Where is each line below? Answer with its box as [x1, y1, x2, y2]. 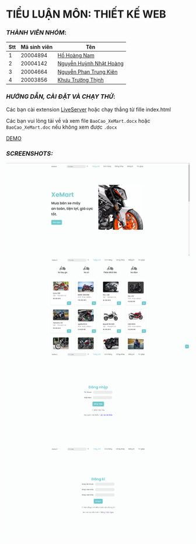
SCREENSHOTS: [6, 149, 54, 157]
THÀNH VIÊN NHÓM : [6, 29, 67, 37]
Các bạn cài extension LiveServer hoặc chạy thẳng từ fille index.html [6, 106, 171, 113]
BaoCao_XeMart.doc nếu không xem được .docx [6, 123, 117, 130]
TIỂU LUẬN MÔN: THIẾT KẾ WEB [6, 8, 166, 21]
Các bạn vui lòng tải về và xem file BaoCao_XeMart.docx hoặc [6, 117, 150, 124]
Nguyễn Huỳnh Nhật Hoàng [57, 60, 124, 67]
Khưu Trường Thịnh [57, 76, 104, 83]
